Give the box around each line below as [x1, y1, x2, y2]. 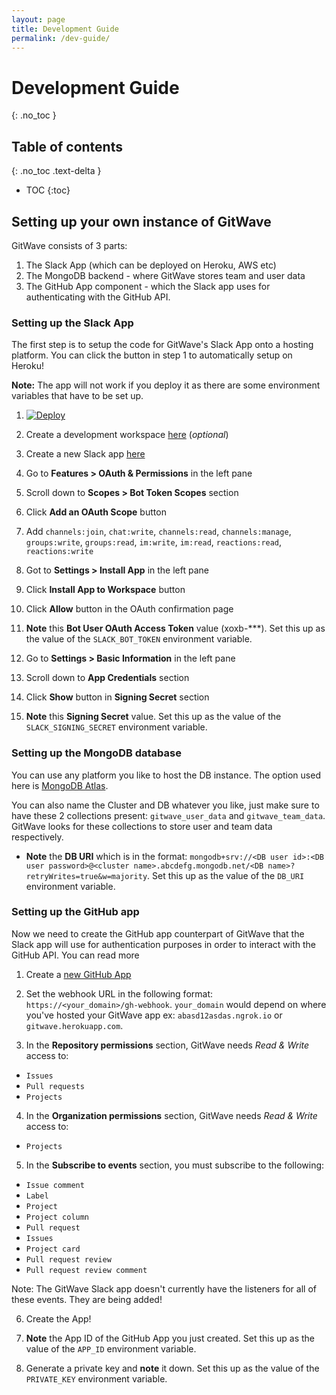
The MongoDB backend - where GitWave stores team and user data [25, 269, 306, 281]
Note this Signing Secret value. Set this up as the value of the [25, 711, 282, 723]
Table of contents [11, 138, 123, 155]
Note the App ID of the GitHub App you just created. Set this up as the [25, 1332, 316, 1344]
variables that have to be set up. [11, 390, 144, 402]
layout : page [11, 14, 66, 25]
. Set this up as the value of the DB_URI [147, 869, 305, 881]
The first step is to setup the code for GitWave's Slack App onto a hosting [11, 339, 314, 351]
